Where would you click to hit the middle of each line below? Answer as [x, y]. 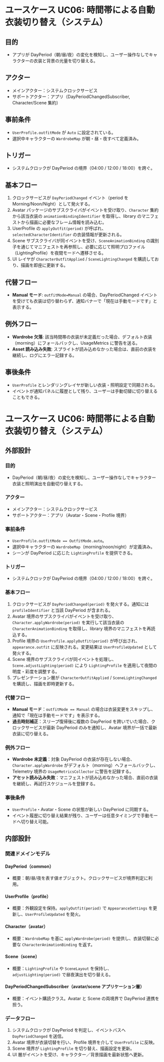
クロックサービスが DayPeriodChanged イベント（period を [70, 198]
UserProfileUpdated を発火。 [54, 914]
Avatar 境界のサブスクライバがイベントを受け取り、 [64, 616]
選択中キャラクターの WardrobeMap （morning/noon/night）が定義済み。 [83, 547]
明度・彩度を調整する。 [36, 671]
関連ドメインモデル [28, 854]
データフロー [20, 1018]
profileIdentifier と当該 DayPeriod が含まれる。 [62, 610]
